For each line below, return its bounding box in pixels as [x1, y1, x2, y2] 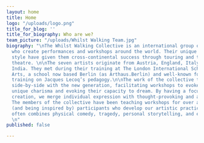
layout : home [6, 9, 39, 15]
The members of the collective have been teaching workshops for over [12, 99, 194, 105]
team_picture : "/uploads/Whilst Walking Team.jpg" [6, 37, 137, 43]
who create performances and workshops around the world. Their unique [12, 49, 197, 55]
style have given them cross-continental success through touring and [12, 54, 194, 60]
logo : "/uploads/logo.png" [6, 20, 75, 26]
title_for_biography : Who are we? [6, 32, 94, 38]
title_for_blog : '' [6, 26, 56, 32]
